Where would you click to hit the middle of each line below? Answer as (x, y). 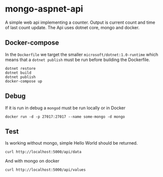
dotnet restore (20, 68)
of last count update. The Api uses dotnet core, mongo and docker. (72, 27)
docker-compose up (24, 81)
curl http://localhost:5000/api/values (45, 170)
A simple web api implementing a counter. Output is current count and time (80, 22)
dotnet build (18, 73)
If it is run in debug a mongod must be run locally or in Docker (65, 108)
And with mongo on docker (32, 161)
